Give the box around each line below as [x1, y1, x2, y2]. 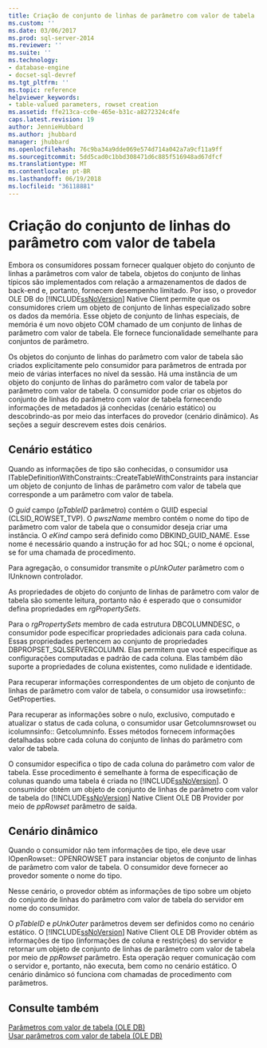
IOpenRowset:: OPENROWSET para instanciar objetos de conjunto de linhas [8, 854, 257, 864]
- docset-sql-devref [8, 71, 77, 79]
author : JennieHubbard [8, 123, 84, 131]
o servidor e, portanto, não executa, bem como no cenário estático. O [8, 961, 238, 971]
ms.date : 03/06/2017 [8, 26, 77, 34]
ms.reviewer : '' [8, 42, 62, 49]
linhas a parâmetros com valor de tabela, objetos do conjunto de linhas [8, 268, 241, 278]
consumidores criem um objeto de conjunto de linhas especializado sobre [8, 303, 251, 312]
